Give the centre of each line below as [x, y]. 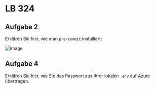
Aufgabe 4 [22, 64]
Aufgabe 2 [22, 27]
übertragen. [17, 81]
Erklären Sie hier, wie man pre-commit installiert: [54, 39]
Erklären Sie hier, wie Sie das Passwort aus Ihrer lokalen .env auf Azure [78, 76]
